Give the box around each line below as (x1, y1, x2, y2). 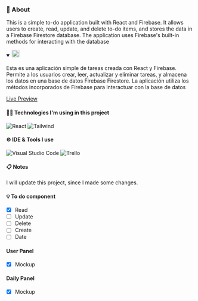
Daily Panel (6, 275, 35, 282)
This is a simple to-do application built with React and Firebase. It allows (6, 19, 184, 26)
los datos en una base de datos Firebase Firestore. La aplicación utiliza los (6, 77, 189, 84)
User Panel (6, 248, 34, 255)
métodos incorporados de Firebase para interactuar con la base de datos (6, 84, 186, 91)
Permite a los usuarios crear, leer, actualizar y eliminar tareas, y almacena (6, 71, 187, 78)
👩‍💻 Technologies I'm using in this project (6, 109, 109, 116)
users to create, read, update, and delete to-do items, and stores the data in (6, 25, 193, 32)
